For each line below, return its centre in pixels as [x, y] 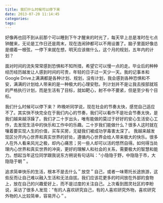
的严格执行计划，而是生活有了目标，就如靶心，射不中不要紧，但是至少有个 [79, 90]
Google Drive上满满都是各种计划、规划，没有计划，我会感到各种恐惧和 [75, 78]
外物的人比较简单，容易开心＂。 [37, 196]
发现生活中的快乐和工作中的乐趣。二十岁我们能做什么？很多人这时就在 [88, 125]
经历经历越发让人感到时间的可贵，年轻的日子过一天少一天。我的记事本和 [77, 72]
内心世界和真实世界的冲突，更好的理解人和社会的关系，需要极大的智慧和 [81, 149]
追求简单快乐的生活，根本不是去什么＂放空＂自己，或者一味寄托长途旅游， [79, 172]
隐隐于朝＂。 [18, 161]
